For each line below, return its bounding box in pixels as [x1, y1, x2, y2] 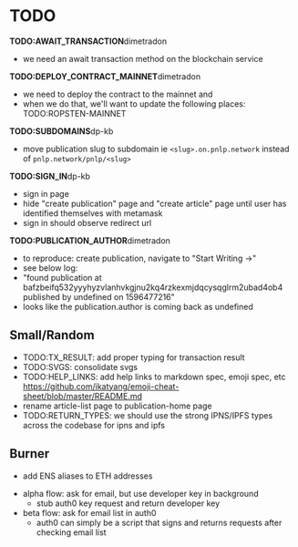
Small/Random [9, 327, 95, 343]
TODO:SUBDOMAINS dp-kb [9, 125, 114, 137]
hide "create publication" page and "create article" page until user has [22, 198, 287, 209]
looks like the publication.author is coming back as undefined [22, 301, 253, 312]
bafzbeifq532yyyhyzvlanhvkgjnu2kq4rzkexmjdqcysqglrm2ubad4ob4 [22, 282, 283, 293]
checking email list [36, 526, 107, 538]
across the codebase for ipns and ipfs [22, 419, 166, 430]
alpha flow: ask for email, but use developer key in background [22, 488, 259, 499]
